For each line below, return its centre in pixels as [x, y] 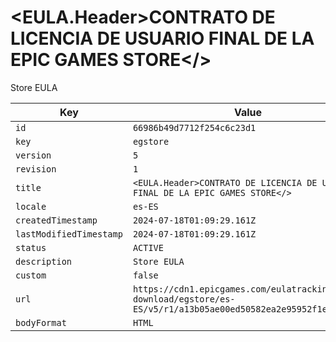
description [44, 261]
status [31, 247]
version [33, 155]
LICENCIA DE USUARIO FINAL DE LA [162, 38]
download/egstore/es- [184, 299]
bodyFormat [41, 322]
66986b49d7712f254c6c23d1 [194, 127]
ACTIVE [148, 247]
